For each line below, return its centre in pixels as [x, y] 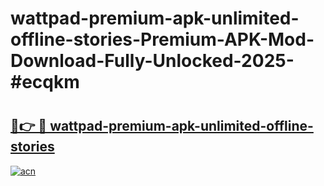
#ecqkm [45, 82]
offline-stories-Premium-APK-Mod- [162, 39]
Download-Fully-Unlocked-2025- [152, 61]
